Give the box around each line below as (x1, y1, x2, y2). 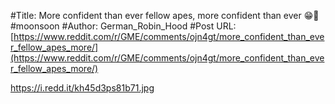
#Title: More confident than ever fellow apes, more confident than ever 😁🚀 (10, 10, 320, 21)
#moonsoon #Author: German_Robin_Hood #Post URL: (10, 20, 237, 32)
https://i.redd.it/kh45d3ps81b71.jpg (10, 82, 155, 94)
